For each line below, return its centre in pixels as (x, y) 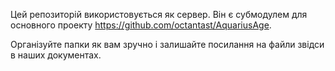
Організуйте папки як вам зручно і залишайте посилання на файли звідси (167, 44)
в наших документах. (56, 55)
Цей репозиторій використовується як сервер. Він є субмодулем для (159, 14)
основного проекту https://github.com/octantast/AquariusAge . (141, 25)
